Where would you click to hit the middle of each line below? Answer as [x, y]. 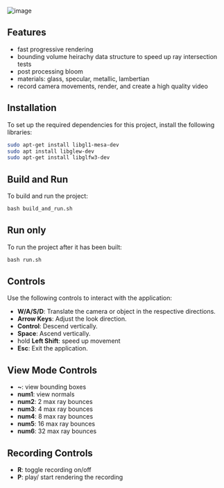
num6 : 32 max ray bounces [57, 431]
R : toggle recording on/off [54, 470]
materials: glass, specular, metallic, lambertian [83, 78]
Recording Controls [50, 453]
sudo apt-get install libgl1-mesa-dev [63, 145]
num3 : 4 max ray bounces [55, 409]
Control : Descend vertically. [58, 326]
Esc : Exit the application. [52, 348]
